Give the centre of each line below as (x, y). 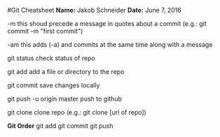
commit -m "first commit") (45, 31)
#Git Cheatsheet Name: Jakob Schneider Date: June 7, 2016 (95, 10)
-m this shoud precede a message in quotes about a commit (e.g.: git (107, 23)
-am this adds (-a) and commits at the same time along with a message (110, 44)
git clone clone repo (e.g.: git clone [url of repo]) (77, 112)
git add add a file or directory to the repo (66, 72)
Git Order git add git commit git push (60, 126)
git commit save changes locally (54, 85)
